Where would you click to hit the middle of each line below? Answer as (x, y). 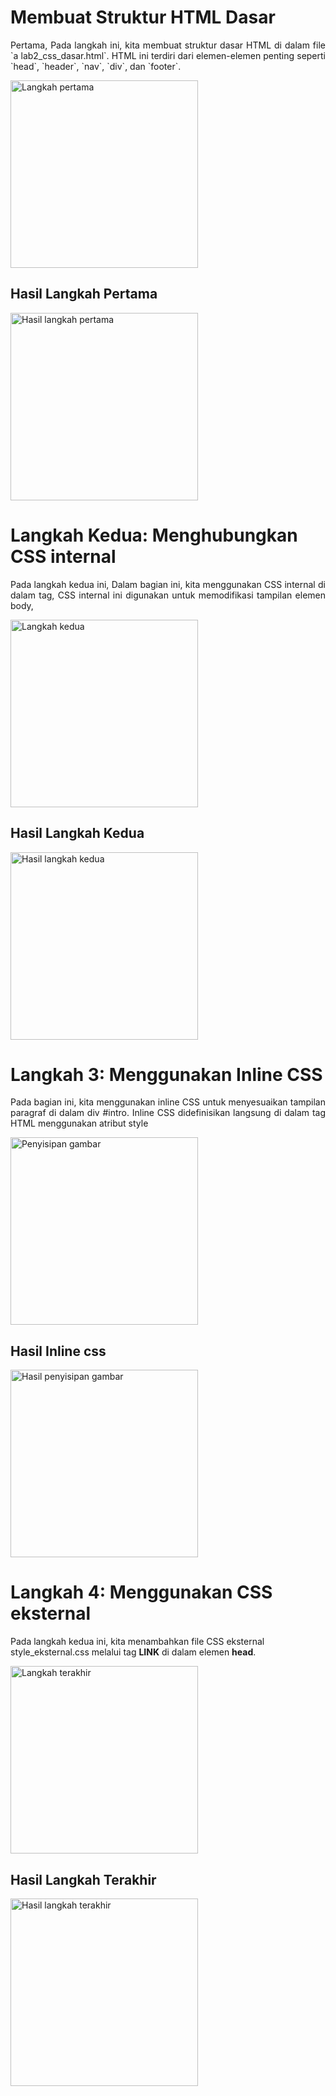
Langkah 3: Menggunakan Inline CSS (166, 1074)
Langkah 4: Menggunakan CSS (141, 1592)
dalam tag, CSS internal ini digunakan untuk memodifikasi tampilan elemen (168, 595)
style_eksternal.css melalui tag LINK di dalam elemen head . (133, 1652)
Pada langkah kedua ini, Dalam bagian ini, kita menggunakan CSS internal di (168, 584)
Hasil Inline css (58, 1351)
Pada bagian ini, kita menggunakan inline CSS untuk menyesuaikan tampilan (168, 1102)
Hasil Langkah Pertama (84, 294)
